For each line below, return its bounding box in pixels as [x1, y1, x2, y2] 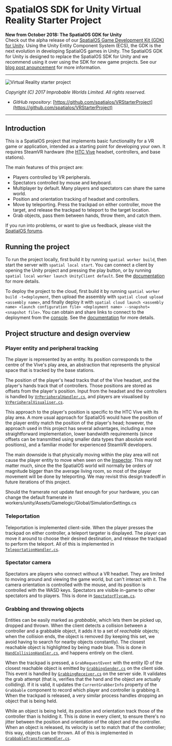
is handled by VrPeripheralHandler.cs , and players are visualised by [5, 394, 149, 400]
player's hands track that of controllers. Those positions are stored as [5, 383, 152, 389]
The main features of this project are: [5, 164, 83, 170]
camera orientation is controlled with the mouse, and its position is [5, 582, 146, 588]
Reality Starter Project [5, 14, 101, 26]
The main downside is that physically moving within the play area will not [5, 452, 159, 458]
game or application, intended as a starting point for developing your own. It [5, 143, 165, 150]
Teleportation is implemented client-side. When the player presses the [5, 524, 154, 530]
